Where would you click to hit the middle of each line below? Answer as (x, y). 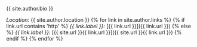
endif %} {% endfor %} (35, 38)
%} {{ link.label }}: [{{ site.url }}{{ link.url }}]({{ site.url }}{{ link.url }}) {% (94, 32)
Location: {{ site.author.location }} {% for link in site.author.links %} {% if (96, 20)
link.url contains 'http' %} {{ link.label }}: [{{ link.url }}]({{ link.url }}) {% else (98, 26)
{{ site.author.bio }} (30, 9)
